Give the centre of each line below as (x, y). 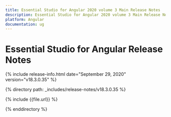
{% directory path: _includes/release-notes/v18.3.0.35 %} (66, 90)
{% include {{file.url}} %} (32, 99)
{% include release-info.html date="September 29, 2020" (66, 74)
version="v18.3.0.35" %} (31, 80)
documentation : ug (25, 24)
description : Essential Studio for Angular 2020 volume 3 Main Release (83, 15)
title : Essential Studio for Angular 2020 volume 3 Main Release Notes (83, 10)
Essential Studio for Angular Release (84, 49)
